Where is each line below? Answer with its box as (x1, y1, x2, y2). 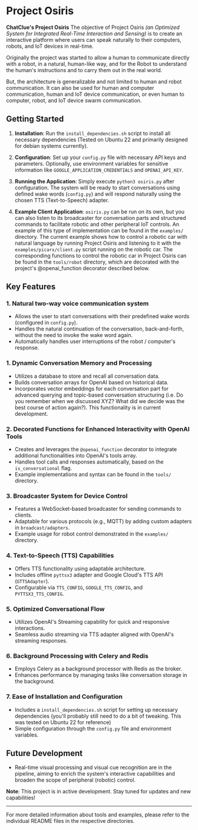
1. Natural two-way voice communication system (6, 300, 149, 308)
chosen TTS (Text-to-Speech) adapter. (14, 196, 110, 203)
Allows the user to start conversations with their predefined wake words (14, 313, 190, 320)
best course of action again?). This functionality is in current (14, 404, 161, 411)
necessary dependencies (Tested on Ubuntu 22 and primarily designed (14, 136, 188, 143)
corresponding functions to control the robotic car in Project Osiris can (14, 252, 187, 259)
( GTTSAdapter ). (14, 578, 49, 585)
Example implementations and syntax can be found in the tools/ (14, 471, 171, 478)
